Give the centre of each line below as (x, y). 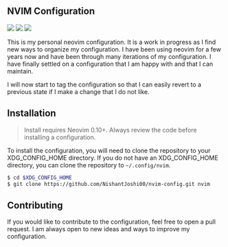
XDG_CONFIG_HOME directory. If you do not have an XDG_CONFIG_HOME (113, 158)
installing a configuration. (60, 137)
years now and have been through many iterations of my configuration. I (109, 56)
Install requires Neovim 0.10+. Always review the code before (110, 130)
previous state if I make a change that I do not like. (78, 91)
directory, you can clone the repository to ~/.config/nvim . (89, 165)
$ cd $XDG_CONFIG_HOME (39, 178)
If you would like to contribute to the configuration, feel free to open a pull (112, 222)
